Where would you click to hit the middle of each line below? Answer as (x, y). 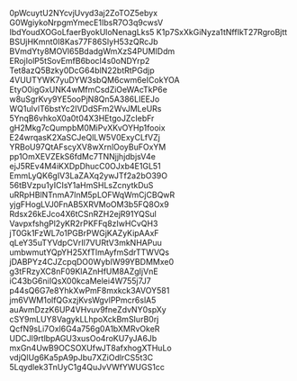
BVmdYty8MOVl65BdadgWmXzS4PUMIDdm (92, 51)
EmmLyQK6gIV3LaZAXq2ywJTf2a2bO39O (89, 176)
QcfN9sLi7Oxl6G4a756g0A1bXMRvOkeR (85, 329)
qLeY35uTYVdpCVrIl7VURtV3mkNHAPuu (85, 243)
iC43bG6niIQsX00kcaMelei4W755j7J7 (80, 281)
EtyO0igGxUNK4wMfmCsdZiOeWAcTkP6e (89, 90)
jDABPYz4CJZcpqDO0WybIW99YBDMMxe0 (91, 262)
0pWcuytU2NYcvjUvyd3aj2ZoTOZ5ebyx (84, 13)
